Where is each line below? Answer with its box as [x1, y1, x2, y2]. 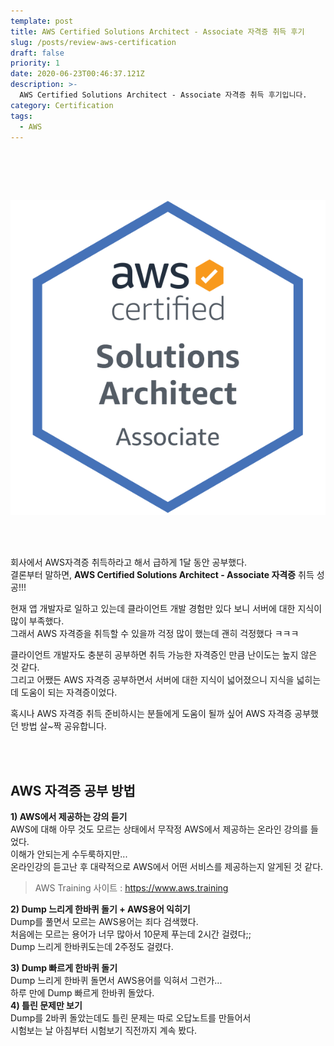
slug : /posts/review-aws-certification [10, 37, 177, 47]
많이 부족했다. [10, 615, 65, 627]
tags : [10, 111, 33, 121]
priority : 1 [10, 58, 60, 69]
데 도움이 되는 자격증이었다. [10, 686, 118, 699]
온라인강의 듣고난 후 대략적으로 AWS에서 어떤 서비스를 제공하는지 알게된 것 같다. [10, 861, 324, 873]
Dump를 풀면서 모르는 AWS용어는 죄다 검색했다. [10, 916, 199, 928]
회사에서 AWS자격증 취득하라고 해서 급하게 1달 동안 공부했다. [10, 556, 248, 569]
